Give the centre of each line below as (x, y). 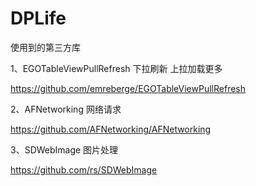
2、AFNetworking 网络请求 (66, 109)
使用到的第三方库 (45, 47)
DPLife (38, 18)
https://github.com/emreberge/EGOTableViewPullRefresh (128, 88)
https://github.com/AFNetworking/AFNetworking (111, 129)
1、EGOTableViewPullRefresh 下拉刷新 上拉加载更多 (116, 68)
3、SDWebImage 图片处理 (64, 149)
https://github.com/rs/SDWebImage (84, 169)
